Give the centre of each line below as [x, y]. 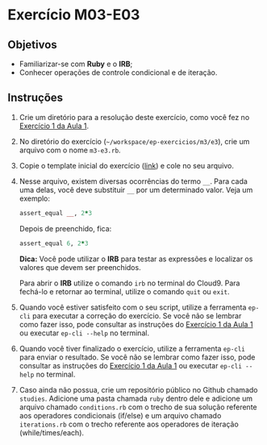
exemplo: [34, 198]
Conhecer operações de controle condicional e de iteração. [118, 73]
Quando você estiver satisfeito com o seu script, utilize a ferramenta [133, 307]
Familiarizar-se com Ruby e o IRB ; [76, 64]
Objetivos [32, 45]
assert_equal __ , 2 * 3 [56, 213]
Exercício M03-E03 [74, 15]
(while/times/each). [52, 432]
